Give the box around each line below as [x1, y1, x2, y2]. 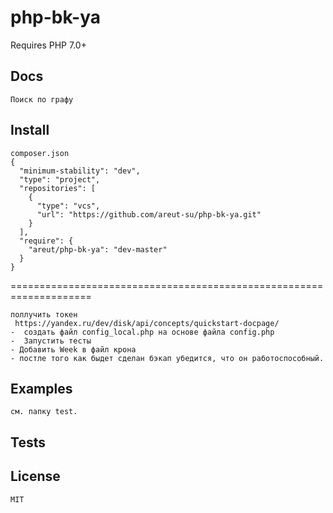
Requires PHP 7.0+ [10, 39, 87, 51]
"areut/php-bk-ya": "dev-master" [28, 244, 168, 255]
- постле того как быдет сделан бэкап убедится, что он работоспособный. [10, 353, 325, 363]
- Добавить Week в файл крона [10, 344, 137, 355]
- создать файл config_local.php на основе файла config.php [10, 327, 275, 337]
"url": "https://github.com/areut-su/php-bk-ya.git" [36, 209, 262, 220]
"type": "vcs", [36, 201, 101, 211]
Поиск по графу [10, 94, 74, 105]
